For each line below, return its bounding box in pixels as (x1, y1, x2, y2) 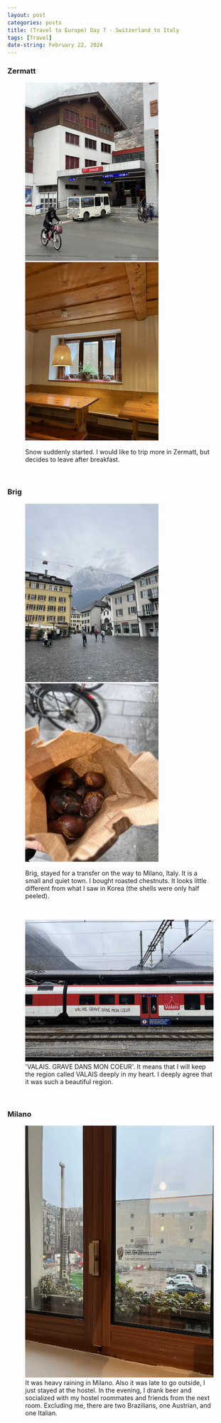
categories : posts (7, 19, 62, 26)
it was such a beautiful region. (25, 1077, 114, 1086)
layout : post (7, 11, 46, 19)
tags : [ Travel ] (7, 34, 53, 41)
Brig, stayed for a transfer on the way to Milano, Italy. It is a (25, 869, 198, 877)
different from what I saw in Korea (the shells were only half (25, 884, 200, 892)
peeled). (25, 892, 50, 900)
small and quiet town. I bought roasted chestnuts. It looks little (25, 876, 207, 884)
